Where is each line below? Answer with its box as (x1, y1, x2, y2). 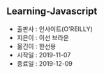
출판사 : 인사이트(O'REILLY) (16, 24, 94, 33)
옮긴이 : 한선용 (16, 41, 57, 50)
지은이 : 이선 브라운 (16, 33, 69, 41)
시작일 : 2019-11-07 (16, 50, 71, 59)
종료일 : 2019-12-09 (16, 59, 73, 68)
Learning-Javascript (6, 6, 98, 17)
